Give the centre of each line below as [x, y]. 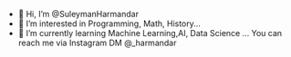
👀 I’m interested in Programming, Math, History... [109, 24]
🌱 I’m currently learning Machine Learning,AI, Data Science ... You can [150, 33]
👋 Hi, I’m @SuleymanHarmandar [78, 14]
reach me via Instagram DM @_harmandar [97, 43]
